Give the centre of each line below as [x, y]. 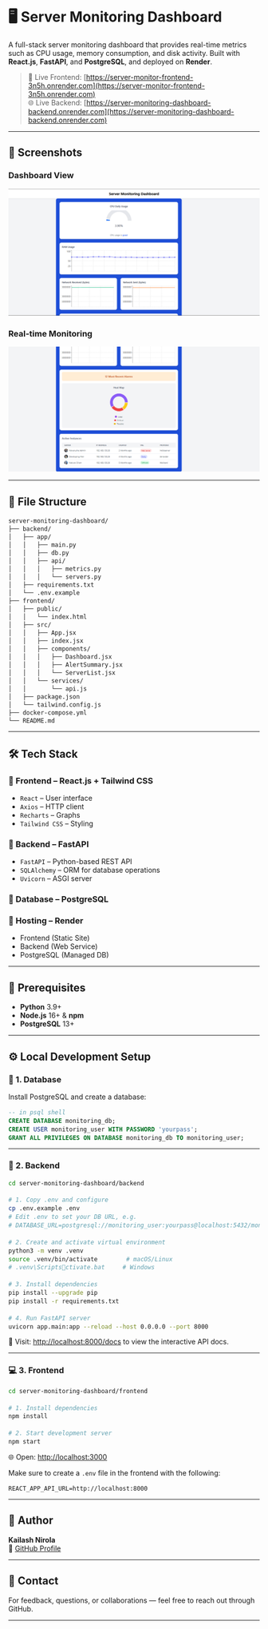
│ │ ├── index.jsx [46, 641]
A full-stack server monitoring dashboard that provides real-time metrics [128, 44]
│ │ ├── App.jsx [43, 633]
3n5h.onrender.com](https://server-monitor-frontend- [116, 86]
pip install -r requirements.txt [64, 1301]
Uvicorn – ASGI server [56, 878]
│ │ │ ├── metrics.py [55, 569]
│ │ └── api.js [48, 689]
